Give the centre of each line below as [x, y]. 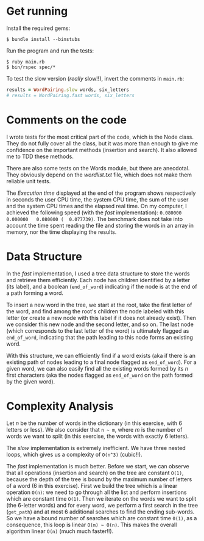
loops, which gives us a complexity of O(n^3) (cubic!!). [74, 454]
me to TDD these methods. [40, 156]
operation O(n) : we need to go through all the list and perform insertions [97, 492]
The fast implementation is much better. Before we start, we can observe [98, 466]
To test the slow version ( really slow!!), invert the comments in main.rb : [95, 78]
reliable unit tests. [29, 181]
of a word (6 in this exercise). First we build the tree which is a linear [92, 485]
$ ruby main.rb [26, 62]
